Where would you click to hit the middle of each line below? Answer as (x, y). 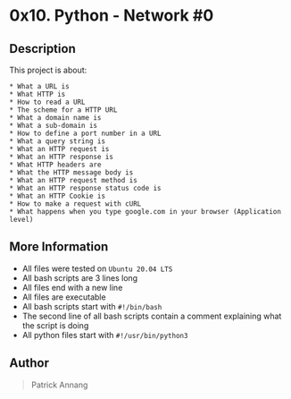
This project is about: (48, 70)
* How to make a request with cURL (75, 204)
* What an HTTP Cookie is (57, 196)
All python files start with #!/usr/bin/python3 (105, 335)
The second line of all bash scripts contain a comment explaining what (152, 316)
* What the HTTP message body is (71, 173)
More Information (59, 247)
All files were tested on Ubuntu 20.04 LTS (97, 268)
